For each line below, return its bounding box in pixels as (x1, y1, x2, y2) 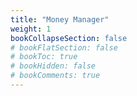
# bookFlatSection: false (10, 42, 118, 53)
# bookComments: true (10, 71, 101, 81)
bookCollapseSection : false (10, 33, 128, 43)
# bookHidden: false (10, 61, 97, 71)
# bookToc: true (10, 52, 78, 62)
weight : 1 (10, 24, 52, 34)
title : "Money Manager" (10, 14, 110, 25)
